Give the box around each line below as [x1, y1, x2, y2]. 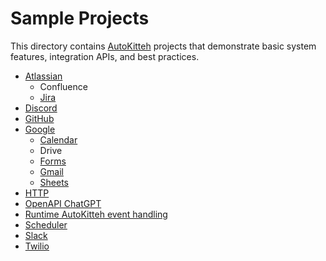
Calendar [39, 133, 78, 146]
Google [24, 123, 56, 135]
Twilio [24, 240, 50, 252]
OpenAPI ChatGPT [24, 197, 102, 209]
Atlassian [24, 70, 63, 82]
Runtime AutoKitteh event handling [24, 208, 168, 220]
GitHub [24, 112, 55, 124]
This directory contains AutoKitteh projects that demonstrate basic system [10, 40, 317, 52]
